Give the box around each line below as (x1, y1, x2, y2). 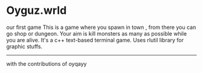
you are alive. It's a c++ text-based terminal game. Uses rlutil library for (6, 36, 184, 43)
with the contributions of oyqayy (6, 60, 87, 67)
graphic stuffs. (6, 43, 43, 50)
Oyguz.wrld (6, 4, 67, 17)
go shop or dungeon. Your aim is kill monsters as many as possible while (6, 30, 187, 37)
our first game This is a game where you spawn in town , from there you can (6, 24, 196, 31)
